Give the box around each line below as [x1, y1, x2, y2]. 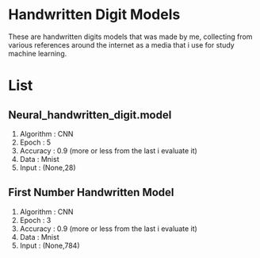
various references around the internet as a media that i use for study [8, 40, 235, 49]
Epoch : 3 [19, 215, 52, 225]
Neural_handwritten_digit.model [8, 108, 172, 121]
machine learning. [8, 48, 67, 58]
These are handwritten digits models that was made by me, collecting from [8, 32, 253, 41]
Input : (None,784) [19, 241, 81, 250]
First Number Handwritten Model [8, 186, 174, 199]
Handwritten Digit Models [8, 6, 181, 24]
